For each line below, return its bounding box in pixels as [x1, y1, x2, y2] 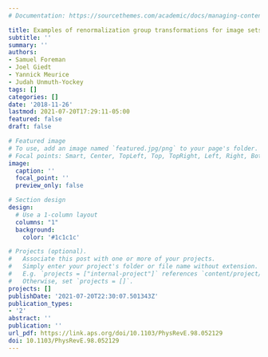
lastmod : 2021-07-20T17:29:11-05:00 [8, 108, 130, 116]
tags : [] [8, 85, 37, 93]
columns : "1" [15, 218, 59, 226]
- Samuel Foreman [8, 56, 66, 64]
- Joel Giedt [8, 63, 52, 72]
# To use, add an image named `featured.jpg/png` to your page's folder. [8, 145, 259, 153]
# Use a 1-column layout [15, 211, 98, 219]
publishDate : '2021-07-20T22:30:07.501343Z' [8, 292, 159, 300]
